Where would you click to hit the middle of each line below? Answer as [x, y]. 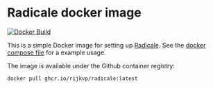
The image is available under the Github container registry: [91, 66]
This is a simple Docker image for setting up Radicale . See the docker [106, 45]
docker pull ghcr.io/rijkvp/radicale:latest [73, 78]
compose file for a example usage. [57, 52]
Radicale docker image [75, 13]
